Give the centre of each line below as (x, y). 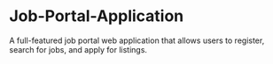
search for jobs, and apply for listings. (78, 49)
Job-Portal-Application (97, 16)
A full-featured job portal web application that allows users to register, (137, 40)
